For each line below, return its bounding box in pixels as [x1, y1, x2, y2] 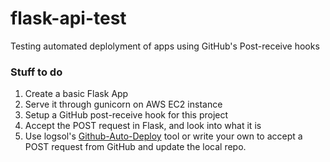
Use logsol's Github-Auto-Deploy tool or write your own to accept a [24, 130, 303, 142]
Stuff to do [10, 65, 63, 79]
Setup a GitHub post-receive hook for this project [24, 109, 229, 121]
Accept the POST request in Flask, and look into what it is [24, 120, 262, 132]
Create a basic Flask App [24, 88, 129, 100]
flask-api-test [10, 7, 127, 30]
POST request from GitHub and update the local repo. [24, 141, 247, 153]
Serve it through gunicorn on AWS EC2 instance [24, 98, 223, 111]
